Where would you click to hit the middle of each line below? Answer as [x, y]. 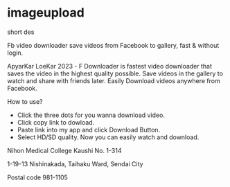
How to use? [25, 101]
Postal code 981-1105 [37, 177]
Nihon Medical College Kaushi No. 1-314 [64, 150]
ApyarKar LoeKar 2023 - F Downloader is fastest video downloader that [110, 66]
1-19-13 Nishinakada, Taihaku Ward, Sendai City [75, 163]
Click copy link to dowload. [56, 122]
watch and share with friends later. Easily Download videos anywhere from [114, 80]
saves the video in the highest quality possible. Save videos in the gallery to [115, 73]
